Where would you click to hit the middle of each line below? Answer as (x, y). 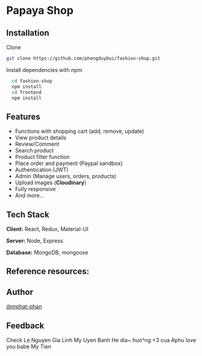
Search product (34, 150)
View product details (40, 138)
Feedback (25, 325)
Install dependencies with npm (44, 70)
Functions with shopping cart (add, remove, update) (80, 131)
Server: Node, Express (35, 241)
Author (20, 292)
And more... (30, 196)
